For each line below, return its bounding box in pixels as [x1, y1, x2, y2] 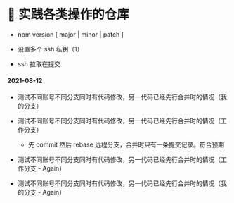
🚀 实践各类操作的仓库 [7, 6, 130, 23]
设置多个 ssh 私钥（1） [17, 44, 84, 53]
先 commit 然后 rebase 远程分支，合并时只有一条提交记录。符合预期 [27, 140, 225, 149]
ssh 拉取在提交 [17, 59, 61, 68]
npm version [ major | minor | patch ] [17, 30, 124, 39]
